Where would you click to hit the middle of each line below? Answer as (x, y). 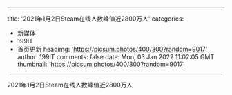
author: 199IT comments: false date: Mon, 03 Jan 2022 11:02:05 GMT (116, 57)
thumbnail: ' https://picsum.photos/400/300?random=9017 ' (101, 64)
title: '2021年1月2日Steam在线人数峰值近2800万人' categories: (96, 19)
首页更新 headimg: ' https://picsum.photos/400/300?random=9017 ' (112, 49)
